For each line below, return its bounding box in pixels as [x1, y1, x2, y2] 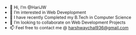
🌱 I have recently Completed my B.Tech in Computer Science [9, 15, 132, 20]
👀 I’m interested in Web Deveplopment [9, 9, 86, 15]
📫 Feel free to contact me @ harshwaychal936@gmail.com [9, 25, 129, 30]
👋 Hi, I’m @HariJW [9, 5, 47, 10]
